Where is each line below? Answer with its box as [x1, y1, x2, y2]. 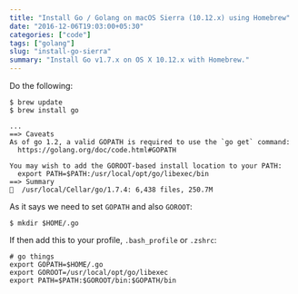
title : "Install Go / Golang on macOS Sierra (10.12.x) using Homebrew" [9, 13, 291, 23]
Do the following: [9, 81, 74, 91]
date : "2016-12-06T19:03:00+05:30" [9, 22, 144, 31]
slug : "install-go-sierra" [9, 47, 112, 56]
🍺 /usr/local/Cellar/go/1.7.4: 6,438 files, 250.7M [9, 185, 214, 194]
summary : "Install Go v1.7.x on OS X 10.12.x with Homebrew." [9, 55, 250, 64]
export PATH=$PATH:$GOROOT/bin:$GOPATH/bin [9, 276, 177, 285]
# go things [9, 252, 55, 261]
